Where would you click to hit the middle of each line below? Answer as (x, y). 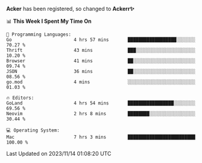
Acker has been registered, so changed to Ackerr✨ (70, 9)
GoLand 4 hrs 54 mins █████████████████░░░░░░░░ (101, 103)
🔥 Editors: (20, 98)
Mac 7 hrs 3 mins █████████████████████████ (101, 137)
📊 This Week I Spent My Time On (49, 21)
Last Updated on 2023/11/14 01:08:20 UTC (59, 154)
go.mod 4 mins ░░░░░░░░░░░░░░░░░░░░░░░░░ (101, 82)
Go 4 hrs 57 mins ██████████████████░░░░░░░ (101, 40)
